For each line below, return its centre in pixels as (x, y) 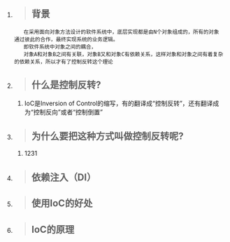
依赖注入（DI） (64, 177)
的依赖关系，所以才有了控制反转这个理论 (63, 62)
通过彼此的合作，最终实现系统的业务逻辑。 (66, 39)
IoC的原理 (53, 229)
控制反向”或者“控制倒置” (68, 112)
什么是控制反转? (66, 85)
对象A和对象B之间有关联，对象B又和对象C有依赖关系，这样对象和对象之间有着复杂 (123, 54)
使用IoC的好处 (62, 203)
